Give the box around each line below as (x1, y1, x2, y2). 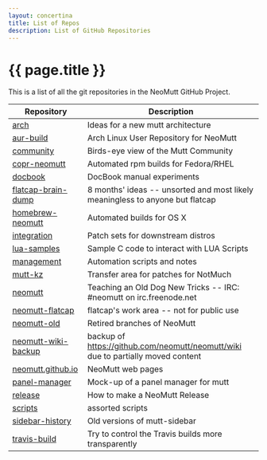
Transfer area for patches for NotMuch (87, 269, 232, 280)
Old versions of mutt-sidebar (87, 415, 197, 427)
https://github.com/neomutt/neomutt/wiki (87, 340, 242, 352)
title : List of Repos (8, 19, 80, 27)
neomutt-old (12, 318, 60, 329)
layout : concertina (8, 11, 73, 20)
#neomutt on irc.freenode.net (87, 292, 197, 303)
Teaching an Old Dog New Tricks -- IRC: (87, 282, 240, 293)
